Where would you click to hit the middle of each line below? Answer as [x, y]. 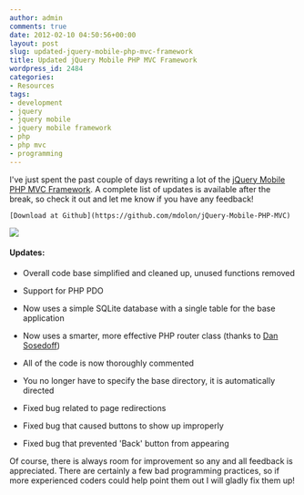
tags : [20, 94]
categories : [32, 77]
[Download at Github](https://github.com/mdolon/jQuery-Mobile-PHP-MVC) [150, 215]
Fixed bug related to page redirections [94, 407]
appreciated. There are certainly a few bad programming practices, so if [145, 470]
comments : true [38, 26]
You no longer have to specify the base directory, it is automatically [149, 380]
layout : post [34, 43]
